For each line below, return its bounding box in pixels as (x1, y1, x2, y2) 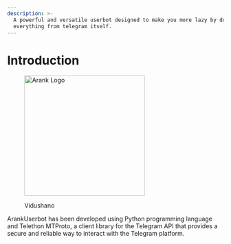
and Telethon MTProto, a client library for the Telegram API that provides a (7, 222, 218, 230)
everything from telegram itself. (13, 23, 112, 30)
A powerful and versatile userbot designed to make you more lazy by (13, 16, 217, 23)
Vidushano (24, 201, 55, 210)
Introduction (7, 52, 80, 68)
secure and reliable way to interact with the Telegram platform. (7, 230, 185, 238)
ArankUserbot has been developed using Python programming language (7, 214, 213, 223)
